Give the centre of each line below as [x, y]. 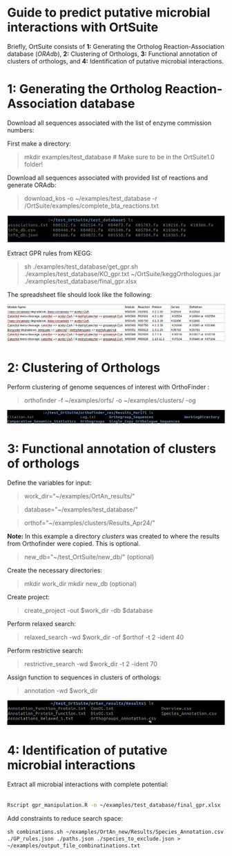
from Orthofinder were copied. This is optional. [74, 544]
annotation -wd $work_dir [61, 691]
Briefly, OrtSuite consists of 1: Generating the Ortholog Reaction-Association [116, 46]
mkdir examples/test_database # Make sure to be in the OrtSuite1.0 [119, 157]
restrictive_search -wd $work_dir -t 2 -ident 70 [90, 664]
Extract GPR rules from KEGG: [50, 253]
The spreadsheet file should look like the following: [79, 294]
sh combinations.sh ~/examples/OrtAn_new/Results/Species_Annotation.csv [116, 832]
